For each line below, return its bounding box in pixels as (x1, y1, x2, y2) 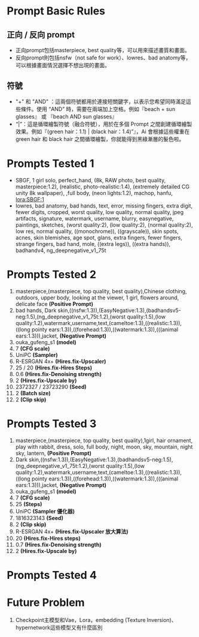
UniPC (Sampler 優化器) (15, 507, 75, 515)
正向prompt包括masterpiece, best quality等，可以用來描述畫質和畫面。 (15, 47, 190, 53)
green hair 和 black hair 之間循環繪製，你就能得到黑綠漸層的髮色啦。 (15, 135, 185, 142)
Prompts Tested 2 (7, 268, 97, 281)
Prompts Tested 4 (7, 568, 97, 582)
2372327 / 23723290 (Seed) (15, 383, 87, 390)
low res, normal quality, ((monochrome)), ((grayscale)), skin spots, (15, 227, 179, 235)
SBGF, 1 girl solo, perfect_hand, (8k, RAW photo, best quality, (15, 176, 166, 184)
